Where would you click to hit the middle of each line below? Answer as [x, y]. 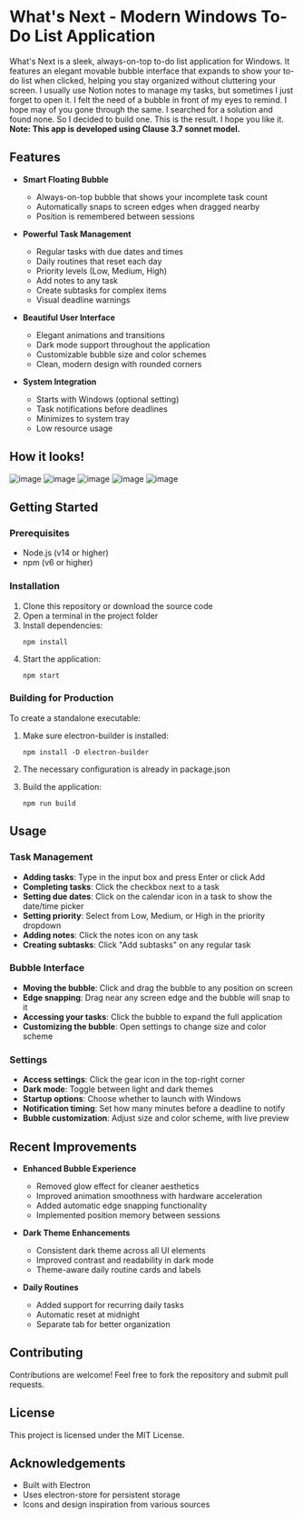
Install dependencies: [63, 625]
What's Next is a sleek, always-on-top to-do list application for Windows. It [150, 61]
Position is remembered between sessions [115, 216]
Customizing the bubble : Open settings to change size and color [144, 1026]
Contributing [46, 1353]
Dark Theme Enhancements [76, 1233]
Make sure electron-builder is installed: [96, 735]
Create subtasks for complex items [101, 290]
